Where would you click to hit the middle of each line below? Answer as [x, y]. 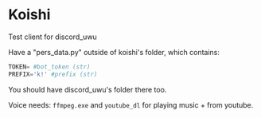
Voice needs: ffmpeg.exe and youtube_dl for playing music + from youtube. [131, 104]
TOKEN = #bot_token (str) [49, 67]
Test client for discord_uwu [53, 37]
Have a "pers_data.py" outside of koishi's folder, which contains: [114, 52]
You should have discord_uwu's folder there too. [88, 89]
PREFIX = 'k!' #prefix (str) [53, 74]
